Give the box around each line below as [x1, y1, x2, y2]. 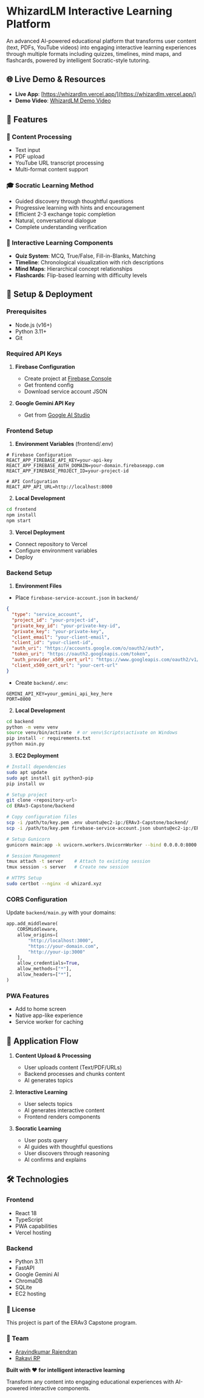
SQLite [15, 1284, 32, 1290]
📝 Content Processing [6, 132, 72, 141]
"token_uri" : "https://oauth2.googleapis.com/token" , [12, 651, 151, 657]
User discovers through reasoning [24, 1150, 110, 1157]
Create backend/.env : [15, 679, 68, 686]
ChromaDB [15, 1277, 43, 1284]
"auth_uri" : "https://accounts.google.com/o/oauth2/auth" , [12, 645, 165, 651]
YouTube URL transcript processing [15, 159, 104, 166]
